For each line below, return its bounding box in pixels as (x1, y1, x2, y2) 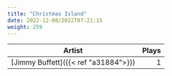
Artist (63, 46, 84, 56)
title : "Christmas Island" (7, 10, 87, 18)
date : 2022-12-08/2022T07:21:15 (7, 17, 103, 24)
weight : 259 (7, 23, 42, 30)
